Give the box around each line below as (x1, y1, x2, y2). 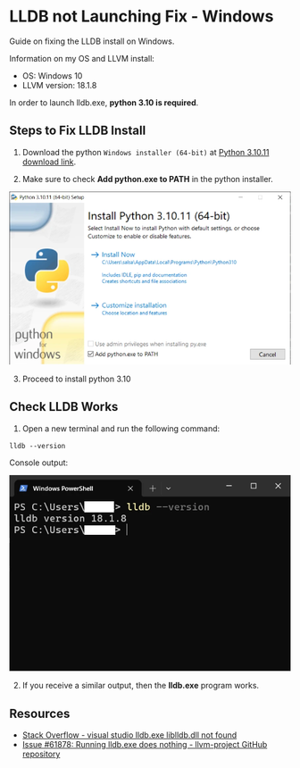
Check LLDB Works (9, 399, 119, 414)
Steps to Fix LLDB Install (9, 123, 146, 138)
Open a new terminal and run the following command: (21, 422, 221, 434)
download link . (21, 156, 77, 167)
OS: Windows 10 (21, 70, 83, 81)
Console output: (9, 457, 69, 468)
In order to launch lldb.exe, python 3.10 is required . (9, 96, 199, 108)
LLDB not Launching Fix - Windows (9, 6, 274, 27)
